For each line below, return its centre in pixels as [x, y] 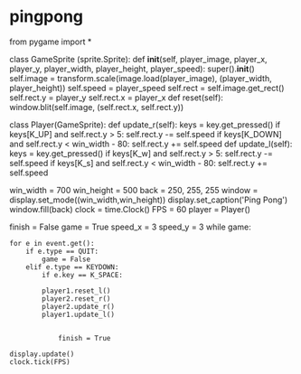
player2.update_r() [79, 306]
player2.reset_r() [76, 299]
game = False [66, 259]
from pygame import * [51, 42]
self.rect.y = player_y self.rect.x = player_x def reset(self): [117, 98]
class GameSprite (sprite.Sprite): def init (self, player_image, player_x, [139, 59]
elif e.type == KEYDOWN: [72, 267]
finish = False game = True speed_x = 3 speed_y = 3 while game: [130, 227]
